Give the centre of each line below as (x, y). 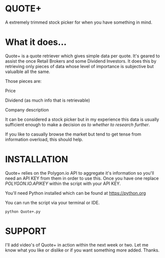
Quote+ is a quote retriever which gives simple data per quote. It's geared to (82, 56)
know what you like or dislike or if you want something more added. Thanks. (82, 250)
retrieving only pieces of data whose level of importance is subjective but (80, 66)
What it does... (36, 42)
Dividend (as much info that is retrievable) (48, 100)
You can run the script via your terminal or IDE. (52, 202)
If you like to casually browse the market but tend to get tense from (73, 134)
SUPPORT (26, 231)
